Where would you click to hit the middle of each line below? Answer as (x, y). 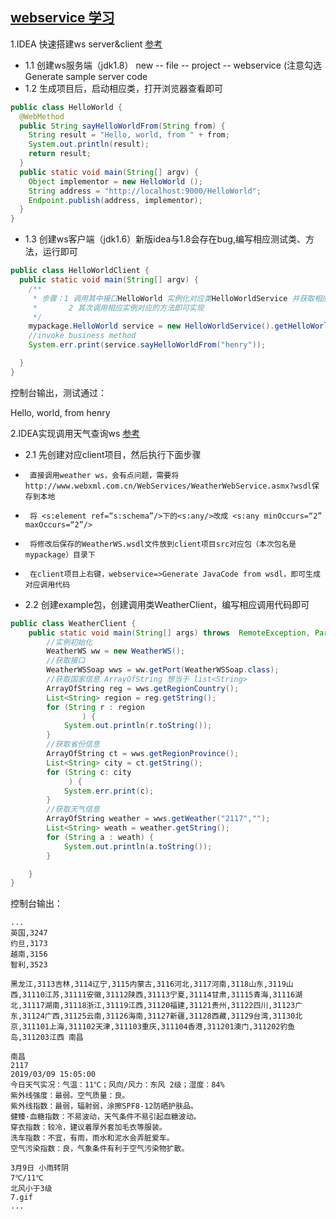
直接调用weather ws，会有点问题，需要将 (104, 475)
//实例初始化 (69, 642)
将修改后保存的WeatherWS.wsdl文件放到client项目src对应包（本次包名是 (163, 544)
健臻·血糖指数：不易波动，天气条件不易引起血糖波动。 (106, 1117)
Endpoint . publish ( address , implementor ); (115, 200)
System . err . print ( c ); (109, 791)
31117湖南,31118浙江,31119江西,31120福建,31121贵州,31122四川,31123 (159, 1006)
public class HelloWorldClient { (80, 271)
